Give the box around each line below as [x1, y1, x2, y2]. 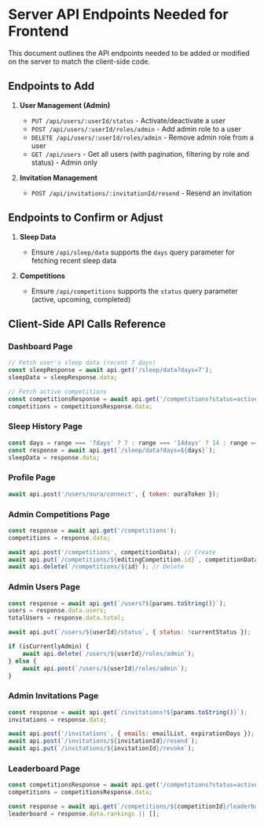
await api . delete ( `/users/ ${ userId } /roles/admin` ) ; [22, 649, 195, 657]
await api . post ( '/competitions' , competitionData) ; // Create [8, 548, 216, 556]
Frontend [8, 22, 69, 40]
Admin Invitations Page [8, 690, 99, 701]
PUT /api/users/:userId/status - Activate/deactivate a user [31, 116, 226, 125]
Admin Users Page [8, 582, 81, 593]
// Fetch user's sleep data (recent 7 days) [8, 359, 156, 367]
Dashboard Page [8, 340, 73, 352]
